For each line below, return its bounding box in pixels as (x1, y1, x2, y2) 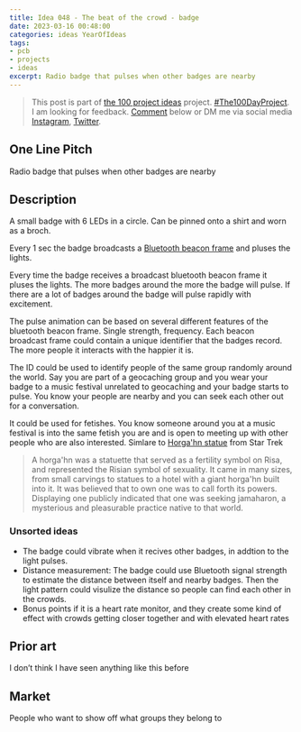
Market (9, 689, 51, 704)
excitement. (9, 298, 53, 309)
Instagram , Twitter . (31, 115, 102, 126)
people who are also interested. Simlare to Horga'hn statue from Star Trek (9, 437, 284, 448)
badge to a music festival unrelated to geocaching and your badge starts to (9, 381, 289, 392)
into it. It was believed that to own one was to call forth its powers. (31, 483, 278, 494)
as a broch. (9, 225, 51, 236)
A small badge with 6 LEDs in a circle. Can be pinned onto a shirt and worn (9, 215, 287, 226)
